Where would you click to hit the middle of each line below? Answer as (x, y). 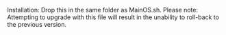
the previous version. (37, 24)
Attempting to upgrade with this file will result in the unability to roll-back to (113, 17)
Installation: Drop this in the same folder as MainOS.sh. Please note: (103, 10)
